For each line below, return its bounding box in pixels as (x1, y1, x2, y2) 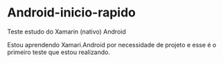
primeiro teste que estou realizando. (7, 48, 111, 56)
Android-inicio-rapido (7, 5, 136, 21)
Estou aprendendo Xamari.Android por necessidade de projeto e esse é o (7, 40, 217, 49)
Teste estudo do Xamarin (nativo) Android (7, 27, 126, 36)
